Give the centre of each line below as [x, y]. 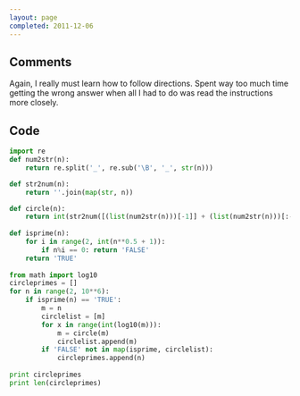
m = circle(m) [83, 333]
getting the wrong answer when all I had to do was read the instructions [142, 93]
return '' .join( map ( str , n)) [79, 192]
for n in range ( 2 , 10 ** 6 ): [59, 291]
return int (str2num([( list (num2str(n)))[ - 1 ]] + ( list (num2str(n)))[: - [159, 217]
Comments [41, 62]
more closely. [34, 103]
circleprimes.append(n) [101, 358]
